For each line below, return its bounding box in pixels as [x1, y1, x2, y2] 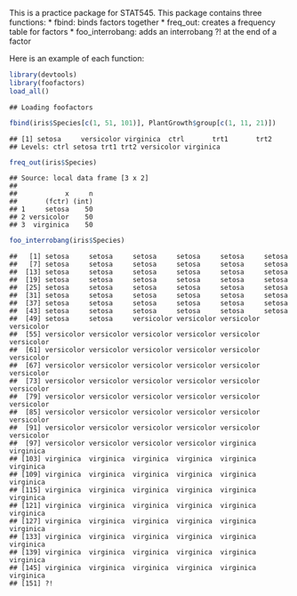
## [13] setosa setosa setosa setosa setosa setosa [9, 268, 289, 277]
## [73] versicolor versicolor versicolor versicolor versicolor [9, 377, 261, 386]
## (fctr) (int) [9, 197, 93, 206]
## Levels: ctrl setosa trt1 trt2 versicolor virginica [9, 142, 221, 151]
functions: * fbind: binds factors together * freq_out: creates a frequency [9, 17, 276, 28]
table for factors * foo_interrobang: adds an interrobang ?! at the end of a [9, 27, 277, 36]
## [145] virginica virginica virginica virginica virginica [9, 564, 256, 573]
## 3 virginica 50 [9, 221, 93, 230]
